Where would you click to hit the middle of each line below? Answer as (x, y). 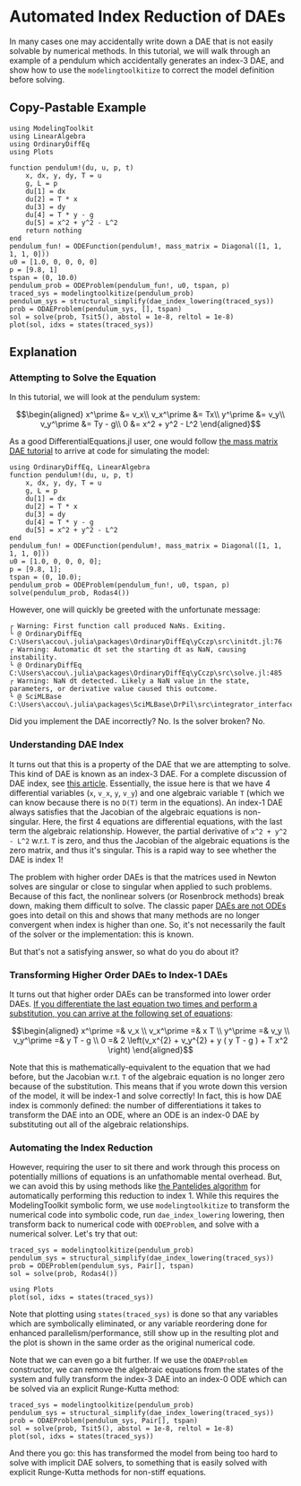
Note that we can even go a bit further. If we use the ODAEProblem (129, 1360)
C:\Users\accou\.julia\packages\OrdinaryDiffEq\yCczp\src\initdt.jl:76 (146, 642)
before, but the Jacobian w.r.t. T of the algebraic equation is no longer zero (147, 1077)
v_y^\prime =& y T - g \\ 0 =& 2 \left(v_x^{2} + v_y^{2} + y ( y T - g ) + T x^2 (150, 1040)
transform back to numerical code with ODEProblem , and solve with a (134, 1224)
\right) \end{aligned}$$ (150, 1050)
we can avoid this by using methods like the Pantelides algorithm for (135, 1186)
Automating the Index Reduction (82, 1148)
